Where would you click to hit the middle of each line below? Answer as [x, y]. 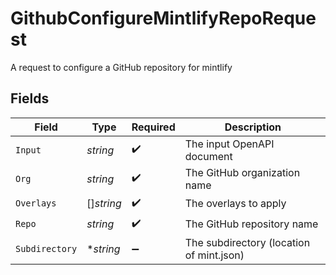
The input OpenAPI [229, 144]
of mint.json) [214, 255]
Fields [30, 98]
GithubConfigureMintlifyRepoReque [163, 18]
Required [153, 127]
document [208, 156]
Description [253, 127]
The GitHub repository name [251, 224]
